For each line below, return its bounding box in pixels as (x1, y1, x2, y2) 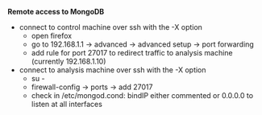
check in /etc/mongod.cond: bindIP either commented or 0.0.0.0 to (31, 91, 254, 100)
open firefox (31, 31, 73, 40)
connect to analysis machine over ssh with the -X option (19, 65, 206, 75)
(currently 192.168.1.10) (31, 56, 106, 66)
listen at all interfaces (31, 100, 102, 109)
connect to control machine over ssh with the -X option (19, 23, 203, 31)
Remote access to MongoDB (7, 7, 105, 16)
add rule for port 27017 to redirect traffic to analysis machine (31, 48, 233, 57)
